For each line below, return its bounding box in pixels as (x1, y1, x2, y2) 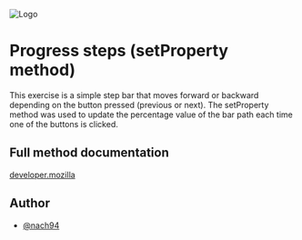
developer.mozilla (9, 169, 75, 180)
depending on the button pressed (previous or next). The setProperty (9, 99, 269, 110)
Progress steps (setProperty (9, 41, 229, 61)
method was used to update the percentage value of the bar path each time (9, 109, 293, 120)
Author (9, 195, 50, 211)
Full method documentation (9, 145, 170, 161)
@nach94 (22, 219, 60, 231)
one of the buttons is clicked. (9, 118, 118, 129)
